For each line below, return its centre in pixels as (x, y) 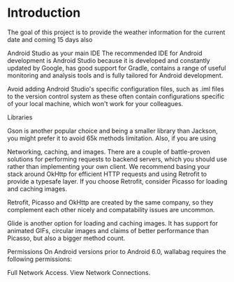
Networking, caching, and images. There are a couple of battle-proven (109, 151)
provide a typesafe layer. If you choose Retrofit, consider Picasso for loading (117, 181)
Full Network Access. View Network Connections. (79, 272)
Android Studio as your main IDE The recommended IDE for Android (105, 53)
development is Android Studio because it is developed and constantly (109, 60)
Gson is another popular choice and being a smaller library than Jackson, (112, 131)
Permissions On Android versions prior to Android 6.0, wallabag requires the (117, 251)
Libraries (20, 117)
